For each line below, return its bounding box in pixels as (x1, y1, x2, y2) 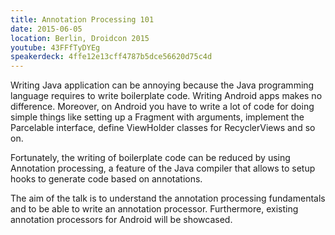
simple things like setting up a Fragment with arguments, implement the (10, 111, 305, 123)
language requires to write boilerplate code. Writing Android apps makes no (10, 90, 323, 102)
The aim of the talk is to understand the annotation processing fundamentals (10, 192, 326, 205)
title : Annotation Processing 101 (10, 14, 155, 25)
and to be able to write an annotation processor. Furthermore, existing (10, 203, 299, 215)
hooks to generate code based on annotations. (10, 173, 203, 185)
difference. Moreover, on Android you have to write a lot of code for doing (10, 101, 315, 113)
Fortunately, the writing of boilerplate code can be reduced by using (10, 152, 291, 164)
